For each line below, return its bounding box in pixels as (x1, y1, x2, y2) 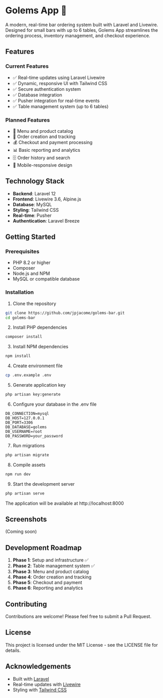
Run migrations (12, 442, 45, 448)
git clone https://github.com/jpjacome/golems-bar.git (5, 310, 125, 315)
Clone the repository (12, 300, 56, 307)
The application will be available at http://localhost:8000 (5, 500, 124, 506)
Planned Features (5, 116, 50, 124)
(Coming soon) (5, 528, 37, 535)
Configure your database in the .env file (12, 401, 97, 407)
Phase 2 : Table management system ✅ (12, 563, 95, 569)
